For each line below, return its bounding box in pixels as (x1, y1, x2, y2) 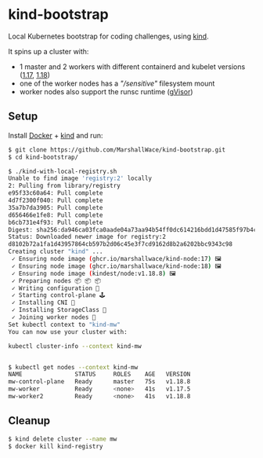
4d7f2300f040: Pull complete (8, 196, 103, 204)
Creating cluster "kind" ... (8, 247, 103, 256)
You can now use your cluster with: (8, 328, 128, 335)
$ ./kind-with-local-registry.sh (8, 167, 117, 175)
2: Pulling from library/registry (8, 182, 121, 190)
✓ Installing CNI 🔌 (11, 299, 76, 307)
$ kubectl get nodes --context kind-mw (8, 363, 139, 371)
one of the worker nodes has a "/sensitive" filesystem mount (19, 79, 215, 88)
